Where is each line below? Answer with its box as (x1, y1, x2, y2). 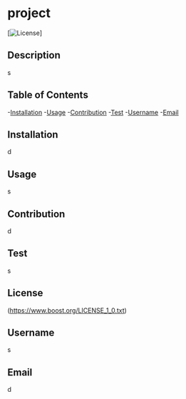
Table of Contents (7, 89, 89, 101)
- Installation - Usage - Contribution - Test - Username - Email (7, 108, 180, 116)
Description (7, 49, 61, 61)
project (7, 5, 51, 21)
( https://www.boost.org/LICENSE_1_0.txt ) (7, 305, 127, 315)
